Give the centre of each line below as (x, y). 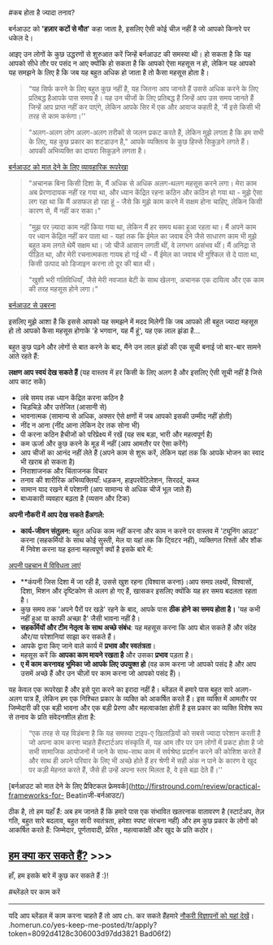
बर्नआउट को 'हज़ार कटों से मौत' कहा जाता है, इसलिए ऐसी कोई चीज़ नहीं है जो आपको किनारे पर (129, 29)
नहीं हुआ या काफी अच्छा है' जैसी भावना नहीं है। (80, 618)
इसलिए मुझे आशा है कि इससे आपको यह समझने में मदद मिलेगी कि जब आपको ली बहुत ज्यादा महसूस (133, 322)
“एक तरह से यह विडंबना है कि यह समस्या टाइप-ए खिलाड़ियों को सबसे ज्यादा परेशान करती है (145, 733)
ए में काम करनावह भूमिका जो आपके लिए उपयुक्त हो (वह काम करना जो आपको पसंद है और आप (138, 664)
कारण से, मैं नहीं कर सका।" (65, 211)
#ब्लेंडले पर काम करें (35, 891)
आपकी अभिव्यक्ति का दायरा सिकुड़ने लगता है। (87, 151)
